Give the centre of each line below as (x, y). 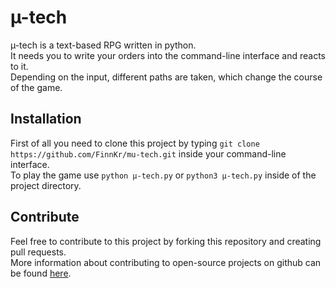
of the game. (36, 87)
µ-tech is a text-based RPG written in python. (103, 45)
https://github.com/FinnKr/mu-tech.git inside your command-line (148, 153)
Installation (46, 119)
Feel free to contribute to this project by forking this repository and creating (166, 241)
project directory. (46, 185)
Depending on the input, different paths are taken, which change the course (166, 77)
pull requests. (38, 252)
